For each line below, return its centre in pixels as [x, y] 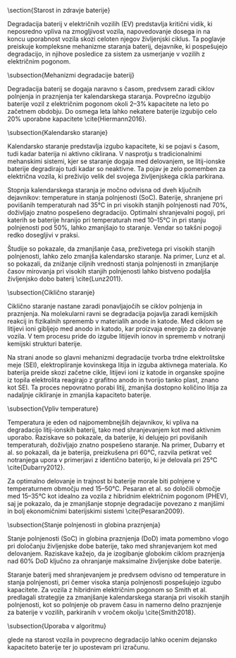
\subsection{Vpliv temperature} [53, 409]
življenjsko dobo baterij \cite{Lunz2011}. [65, 279]
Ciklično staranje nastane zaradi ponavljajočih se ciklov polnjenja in [105, 306]
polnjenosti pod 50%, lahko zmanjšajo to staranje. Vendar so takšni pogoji [114, 228]
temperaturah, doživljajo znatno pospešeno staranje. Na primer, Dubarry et [116, 445]
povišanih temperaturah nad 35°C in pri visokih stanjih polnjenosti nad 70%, [117, 205]
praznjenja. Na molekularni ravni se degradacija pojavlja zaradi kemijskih [113, 313]
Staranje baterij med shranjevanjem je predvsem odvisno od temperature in [117, 575]
